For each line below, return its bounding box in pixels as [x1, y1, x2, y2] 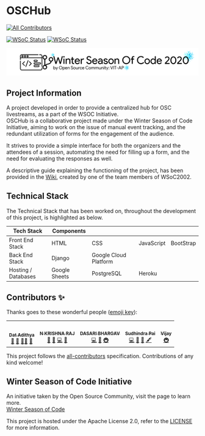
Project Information [6, 88, 82, 98]
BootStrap [170, 239, 196, 247]
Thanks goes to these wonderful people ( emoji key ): [6, 309, 138, 316]
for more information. [6, 424, 60, 432]
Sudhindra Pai [124, 331, 156, 337]
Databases [9, 273, 36, 280]
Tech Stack [13, 227, 43, 235]
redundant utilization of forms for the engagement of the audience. [6, 130, 174, 138]
